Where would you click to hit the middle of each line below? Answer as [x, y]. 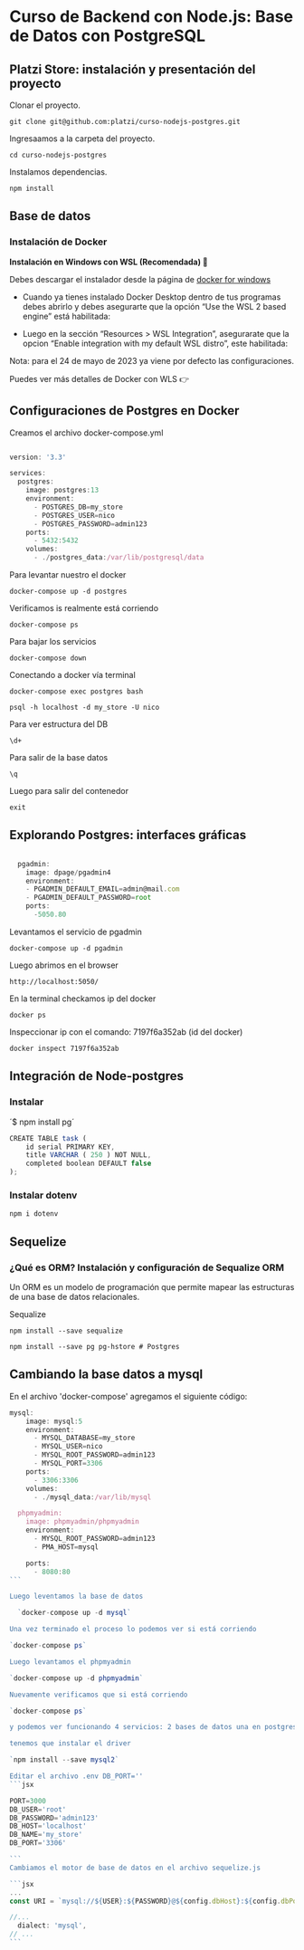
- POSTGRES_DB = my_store [78, 507]
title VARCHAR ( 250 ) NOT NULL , [89, 1155]
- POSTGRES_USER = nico [74, 515]
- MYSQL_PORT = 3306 [68, 1464]
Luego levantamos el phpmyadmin [70, 1662]
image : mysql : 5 [54, 1421]
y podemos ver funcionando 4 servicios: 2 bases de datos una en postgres [153, 1727]
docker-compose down [48, 658]
